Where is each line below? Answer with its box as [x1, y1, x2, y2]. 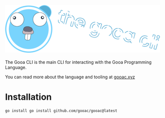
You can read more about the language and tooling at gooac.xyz [5, 74, 135, 80]
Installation [5, 91, 52, 102]
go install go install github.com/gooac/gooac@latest [5, 109, 118, 114]
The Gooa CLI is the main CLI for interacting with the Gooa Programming [5, 59, 152, 65]
